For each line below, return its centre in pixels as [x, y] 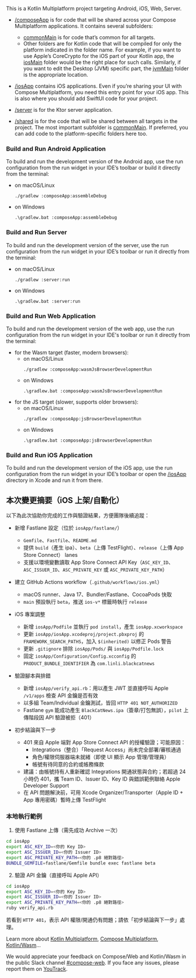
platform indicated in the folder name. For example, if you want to [102, 50]
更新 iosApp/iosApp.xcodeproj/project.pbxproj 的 [84, 634]
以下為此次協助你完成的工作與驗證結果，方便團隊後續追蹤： [78, 515]
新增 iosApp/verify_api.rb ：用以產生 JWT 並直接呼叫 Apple [96, 688]
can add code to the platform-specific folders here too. [81, 134]
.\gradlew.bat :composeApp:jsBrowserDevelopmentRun [87, 440]
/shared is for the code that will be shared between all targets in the [96, 121]
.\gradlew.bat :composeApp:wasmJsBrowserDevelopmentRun [93, 391]
